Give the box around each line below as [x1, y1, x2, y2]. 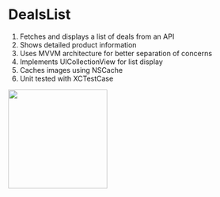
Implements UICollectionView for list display [19, 57, 164, 66]
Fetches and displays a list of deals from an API [19, 32, 175, 41]
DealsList [8, 6, 71, 24]
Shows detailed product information [19, 40, 137, 49]
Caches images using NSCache [19, 65, 123, 74]
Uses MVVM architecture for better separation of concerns [19, 48, 212, 58]
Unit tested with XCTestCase [19, 74, 114, 83]
